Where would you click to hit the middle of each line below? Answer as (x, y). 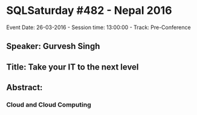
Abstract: (24, 87)
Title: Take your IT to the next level (73, 67)
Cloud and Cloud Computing (49, 105)
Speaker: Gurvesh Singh (53, 46)
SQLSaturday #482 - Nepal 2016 (89, 11)
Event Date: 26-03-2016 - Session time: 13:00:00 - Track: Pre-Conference (99, 27)
